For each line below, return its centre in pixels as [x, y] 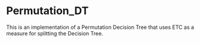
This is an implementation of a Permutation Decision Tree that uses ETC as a [100, 27]
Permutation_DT [47, 11]
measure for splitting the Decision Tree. [55, 33]
